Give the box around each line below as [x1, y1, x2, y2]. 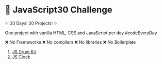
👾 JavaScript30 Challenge [5, 4, 113, 15]
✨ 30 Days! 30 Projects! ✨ [5, 20, 58, 26]
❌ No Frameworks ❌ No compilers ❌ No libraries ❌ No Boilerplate [5, 39, 136, 45]
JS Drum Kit [12, 49, 36, 54]
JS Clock [12, 54, 31, 60]
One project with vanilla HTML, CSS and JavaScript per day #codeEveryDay [5, 30, 157, 36]
